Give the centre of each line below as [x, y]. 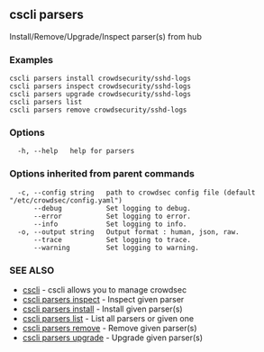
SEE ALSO [32, 270]
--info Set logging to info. [110, 224]
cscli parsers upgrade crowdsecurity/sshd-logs [100, 95]
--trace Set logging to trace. [112, 239]
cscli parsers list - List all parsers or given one [108, 318]
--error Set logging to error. [112, 216]
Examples [32, 59]
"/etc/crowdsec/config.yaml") [66, 200]
